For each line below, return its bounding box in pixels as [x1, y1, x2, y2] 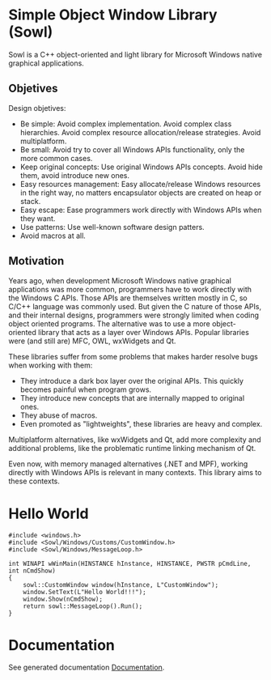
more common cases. [19, 153, 93, 163]
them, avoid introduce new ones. [19, 170, 130, 180]
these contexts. [8, 476, 61, 486]
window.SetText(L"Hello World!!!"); [23, 588, 147, 596]
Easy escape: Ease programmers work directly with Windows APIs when [19, 205, 262, 215]
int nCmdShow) [8, 567, 57, 575]
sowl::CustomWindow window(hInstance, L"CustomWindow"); [23, 580, 219, 589]
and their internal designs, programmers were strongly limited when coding [8, 310, 260, 320]
